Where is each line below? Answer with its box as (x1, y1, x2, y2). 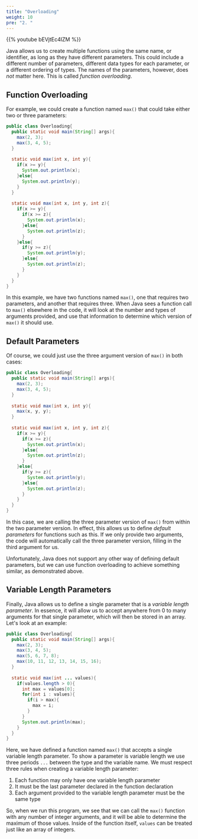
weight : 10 (6, 14, 33, 20)
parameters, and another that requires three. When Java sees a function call (6, 300, 192, 307)
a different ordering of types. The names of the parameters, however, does (6, 66, 189, 74)
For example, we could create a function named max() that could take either (6, 106, 190, 113)
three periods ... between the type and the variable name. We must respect (6, 759, 193, 766)
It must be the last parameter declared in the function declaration (14, 783, 173, 790)
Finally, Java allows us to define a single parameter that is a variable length (6, 600, 189, 608)
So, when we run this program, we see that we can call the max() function (6, 807, 185, 814)
